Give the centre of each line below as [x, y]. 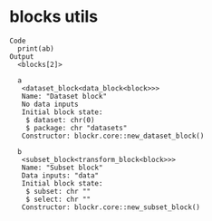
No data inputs [50, 104]
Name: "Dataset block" [64, 96]
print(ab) [36, 48]
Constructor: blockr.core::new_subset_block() [111, 207]
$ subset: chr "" [58, 191]
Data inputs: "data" [60, 175]
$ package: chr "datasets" [77, 128]
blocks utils [53, 17]
